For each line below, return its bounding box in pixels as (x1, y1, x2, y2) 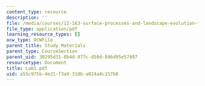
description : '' (6, 15, 48, 21)
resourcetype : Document (6, 59, 67, 65)
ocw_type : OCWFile (6, 37, 53, 43)
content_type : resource (6, 8, 67, 15)
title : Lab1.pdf (6, 65, 48, 71)
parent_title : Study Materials (6, 43, 86, 49)
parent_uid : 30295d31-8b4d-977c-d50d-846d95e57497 (6, 54, 138, 60)
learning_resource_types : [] (6, 31, 81, 38)
